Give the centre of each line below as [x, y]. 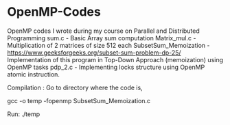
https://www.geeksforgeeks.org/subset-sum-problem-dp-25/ [94, 53]
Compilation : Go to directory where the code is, [75, 87]
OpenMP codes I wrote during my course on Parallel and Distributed [104, 31]
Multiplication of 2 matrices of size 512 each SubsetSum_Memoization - [108, 45]
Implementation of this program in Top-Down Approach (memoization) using [115, 59]
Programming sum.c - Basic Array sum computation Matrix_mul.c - [102, 38]
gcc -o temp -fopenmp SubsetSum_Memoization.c [79, 100]
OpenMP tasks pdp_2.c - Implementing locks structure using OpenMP [106, 67]
